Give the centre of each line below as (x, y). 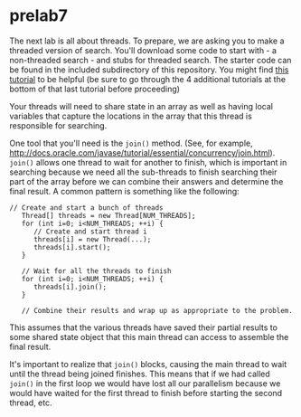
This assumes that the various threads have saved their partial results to (144, 327)
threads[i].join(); (70, 287)
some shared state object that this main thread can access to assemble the (149, 336)
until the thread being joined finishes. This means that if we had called (140, 374)
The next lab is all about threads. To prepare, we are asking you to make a (147, 41)
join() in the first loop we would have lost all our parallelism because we (145, 383)
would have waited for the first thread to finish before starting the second (146, 393)
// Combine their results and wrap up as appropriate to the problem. (157, 310)
